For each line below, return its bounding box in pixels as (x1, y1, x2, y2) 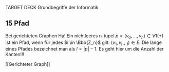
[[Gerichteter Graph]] (5, 61, 50, 67)
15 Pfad (5, 19, 30, 28)
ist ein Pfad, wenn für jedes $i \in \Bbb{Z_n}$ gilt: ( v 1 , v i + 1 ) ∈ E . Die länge (5, 39, 162, 46)
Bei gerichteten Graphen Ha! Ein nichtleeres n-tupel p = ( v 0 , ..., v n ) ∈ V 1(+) (5, 33, 163, 40)
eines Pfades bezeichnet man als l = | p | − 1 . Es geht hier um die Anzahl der (5, 46, 164, 52)
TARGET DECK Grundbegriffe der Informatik (5, 5, 99, 10)
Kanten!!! (5, 51, 25, 58)
